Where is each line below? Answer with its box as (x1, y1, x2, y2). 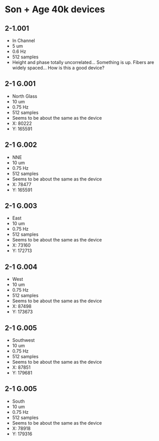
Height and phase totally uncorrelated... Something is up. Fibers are (12, 59, 154, 65)
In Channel (12, 37, 35, 43)
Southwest (12, 337, 35, 343)
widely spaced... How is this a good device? (12, 65, 105, 71)
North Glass (12, 93, 38, 99)
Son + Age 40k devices (5, 4, 105, 15)
